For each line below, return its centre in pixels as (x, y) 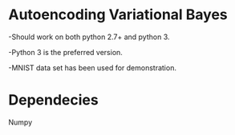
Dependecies (53, 100)
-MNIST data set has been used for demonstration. (92, 67)
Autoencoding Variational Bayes (118, 15)
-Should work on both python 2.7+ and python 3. (89, 37)
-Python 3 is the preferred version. (65, 52)
